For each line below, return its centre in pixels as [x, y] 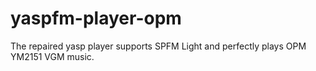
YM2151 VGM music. [52, 56]
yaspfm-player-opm [96, 18]
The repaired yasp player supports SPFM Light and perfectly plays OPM [158, 46]
